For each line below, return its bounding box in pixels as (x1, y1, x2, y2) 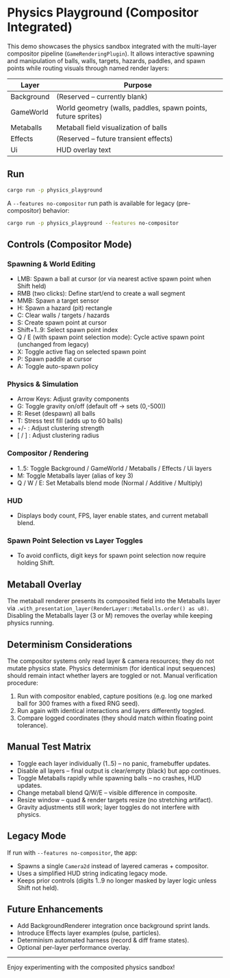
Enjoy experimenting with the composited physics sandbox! (7, 963, 175, 972)
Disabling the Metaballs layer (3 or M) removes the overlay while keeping (7, 612, 213, 620)
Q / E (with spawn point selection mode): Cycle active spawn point (16, 333, 205, 341)
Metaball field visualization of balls (55, 122, 168, 132)
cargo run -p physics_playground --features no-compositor (7, 220, 179, 226)
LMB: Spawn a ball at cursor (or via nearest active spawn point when (16, 275, 212, 283)
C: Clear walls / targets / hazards (16, 311, 110, 320)
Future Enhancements (7, 904, 104, 916)
